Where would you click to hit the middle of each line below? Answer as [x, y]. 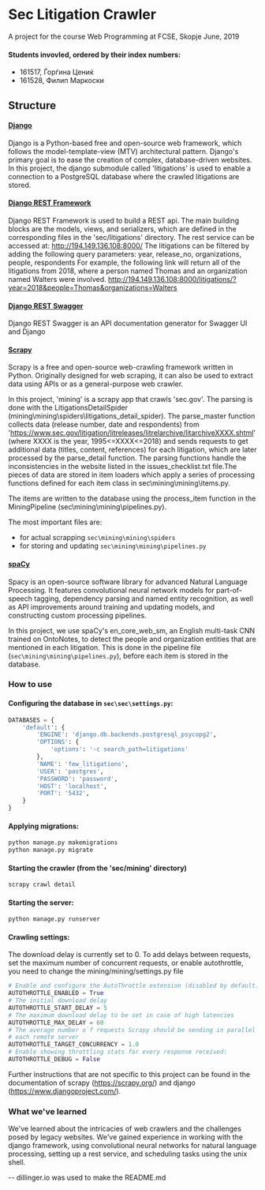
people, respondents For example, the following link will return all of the [124, 262]
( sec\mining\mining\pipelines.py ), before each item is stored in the [118, 655]
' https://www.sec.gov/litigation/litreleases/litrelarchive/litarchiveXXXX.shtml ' [132, 433]
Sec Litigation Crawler [82, 15]
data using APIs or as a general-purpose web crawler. [96, 384]
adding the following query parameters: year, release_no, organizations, [125, 253]
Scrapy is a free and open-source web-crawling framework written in [121, 367]
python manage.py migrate [50, 850]
